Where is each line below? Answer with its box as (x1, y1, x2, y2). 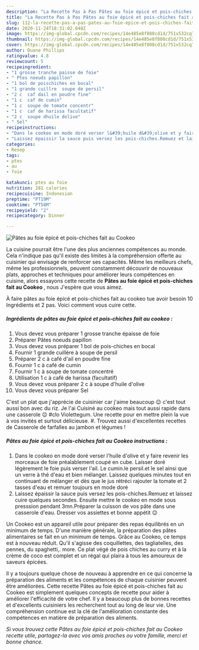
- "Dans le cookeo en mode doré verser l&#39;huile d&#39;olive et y (6, 130, 182, 137)
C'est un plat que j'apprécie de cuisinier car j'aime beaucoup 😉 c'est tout (6, 399, 186, 406)
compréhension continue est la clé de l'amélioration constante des (6, 608, 169, 615)
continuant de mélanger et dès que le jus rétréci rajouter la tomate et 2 (14, 478, 187, 485)
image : (6, 31, 23, 37)
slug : (6, 20, 20, 26)
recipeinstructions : (6, 125, 57, 131)
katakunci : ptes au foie (6, 179, 68, 186)
